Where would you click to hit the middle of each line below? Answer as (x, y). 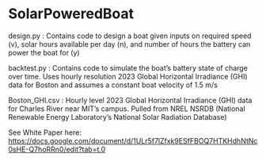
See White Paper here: (45, 132)
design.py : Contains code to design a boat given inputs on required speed (130, 36)
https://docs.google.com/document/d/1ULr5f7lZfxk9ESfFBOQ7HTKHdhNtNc (133, 140)
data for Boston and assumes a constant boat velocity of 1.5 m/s (113, 85)
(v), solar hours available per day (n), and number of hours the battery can (129, 44)
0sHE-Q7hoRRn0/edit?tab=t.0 (57, 149)
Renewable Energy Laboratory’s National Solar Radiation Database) (118, 117)
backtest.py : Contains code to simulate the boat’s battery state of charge (128, 67)
